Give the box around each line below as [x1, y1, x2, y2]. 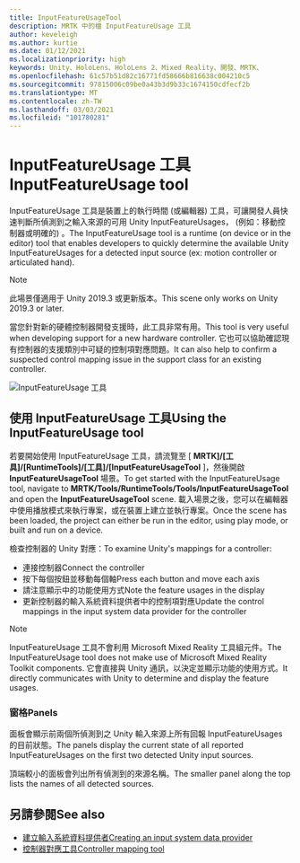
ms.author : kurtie [9, 38, 78, 48]
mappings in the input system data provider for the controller [21, 605, 247, 616]
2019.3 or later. [9, 303, 64, 314]
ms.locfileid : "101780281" [9, 113, 110, 122]
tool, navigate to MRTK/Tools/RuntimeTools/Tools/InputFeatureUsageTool [9, 482, 289, 494]
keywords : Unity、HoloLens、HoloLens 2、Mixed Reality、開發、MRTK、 [9, 64, 264, 73]
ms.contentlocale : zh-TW [9, 96, 102, 106]
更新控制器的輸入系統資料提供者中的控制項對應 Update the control [21, 595, 264, 606]
